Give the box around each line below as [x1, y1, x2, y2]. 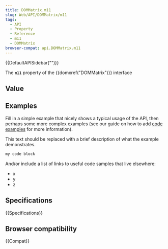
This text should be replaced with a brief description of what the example [5, 136, 159, 142]
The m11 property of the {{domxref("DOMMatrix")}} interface [5, 70, 132, 76]
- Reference [10, 31, 36, 36]
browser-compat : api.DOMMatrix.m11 [5, 46, 81, 51]
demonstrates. [5, 141, 36, 147]
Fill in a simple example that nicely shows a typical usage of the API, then [5, 115, 159, 121]
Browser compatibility [5, 224, 77, 233]
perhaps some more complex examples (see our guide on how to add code [5, 121, 163, 127]
